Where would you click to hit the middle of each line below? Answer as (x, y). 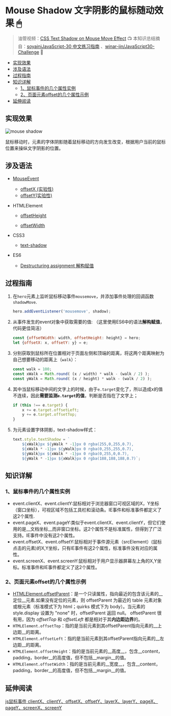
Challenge (28, 52)
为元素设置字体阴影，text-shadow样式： (55, 430)
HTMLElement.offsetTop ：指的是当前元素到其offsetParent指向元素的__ (85, 626)
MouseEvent (26, 178)
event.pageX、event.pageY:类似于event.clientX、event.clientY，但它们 (87, 523)
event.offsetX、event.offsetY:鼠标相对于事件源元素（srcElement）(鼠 (85, 542)
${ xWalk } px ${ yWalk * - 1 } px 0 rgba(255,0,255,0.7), (78, 444)
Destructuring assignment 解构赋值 (57, 266)
